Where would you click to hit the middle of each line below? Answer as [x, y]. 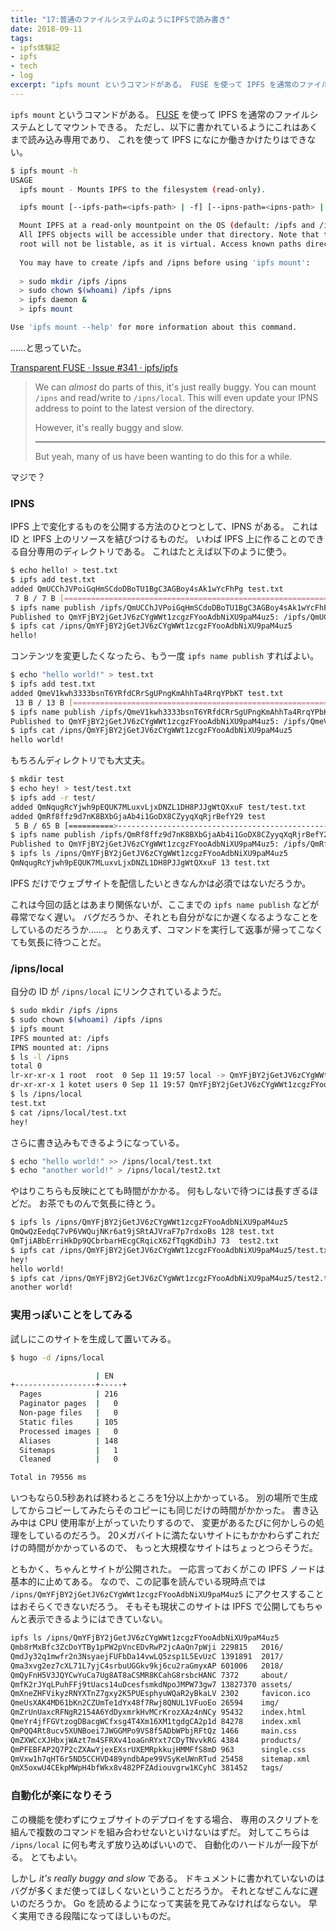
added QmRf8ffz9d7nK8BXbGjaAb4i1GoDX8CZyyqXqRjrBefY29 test [138, 816]
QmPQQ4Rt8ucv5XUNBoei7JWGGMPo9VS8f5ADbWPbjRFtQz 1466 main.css [154, 1731]
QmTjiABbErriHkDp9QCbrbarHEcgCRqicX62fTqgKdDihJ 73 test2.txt [145, 1241]
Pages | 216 [68, 1394]
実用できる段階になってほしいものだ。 [97, 1915]
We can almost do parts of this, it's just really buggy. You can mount [175, 387]
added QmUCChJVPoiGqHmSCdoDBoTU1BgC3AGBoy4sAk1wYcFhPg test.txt [147, 589]
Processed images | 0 [68, 1431]
